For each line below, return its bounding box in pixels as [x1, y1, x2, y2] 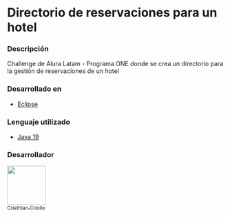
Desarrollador [7, 150, 54, 159]
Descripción [7, 44, 50, 54]
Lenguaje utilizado [7, 117, 70, 127]
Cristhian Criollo [7, 205, 45, 211]
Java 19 [17, 133, 39, 141]
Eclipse [17, 100, 39, 108]
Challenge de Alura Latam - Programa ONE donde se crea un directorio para [7, 60, 224, 68]
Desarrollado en [7, 84, 62, 94]
